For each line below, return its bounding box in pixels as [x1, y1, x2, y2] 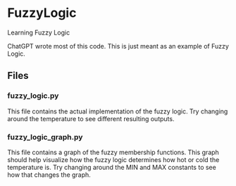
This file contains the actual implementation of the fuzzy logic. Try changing [7, 107, 228, 116]
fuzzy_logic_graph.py [7, 132, 83, 142]
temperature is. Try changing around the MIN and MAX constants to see [7, 163, 216, 171]
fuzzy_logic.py [7, 91, 59, 101]
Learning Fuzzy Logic [7, 28, 70, 37]
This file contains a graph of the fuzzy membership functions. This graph [7, 148, 220, 156]
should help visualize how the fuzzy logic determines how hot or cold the [7, 155, 220, 163]
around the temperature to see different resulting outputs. [7, 114, 175, 123]
